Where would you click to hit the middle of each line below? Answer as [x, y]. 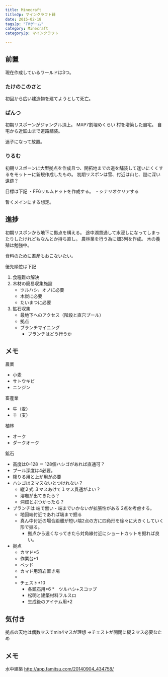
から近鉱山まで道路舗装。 [36, 131]
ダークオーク [26, 443]
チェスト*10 [33, 583]
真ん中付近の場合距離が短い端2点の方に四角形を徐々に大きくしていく [92, 521]
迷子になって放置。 [25, 142]
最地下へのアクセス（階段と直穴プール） [62, 315]
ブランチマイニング [40, 327]
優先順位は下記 [21, 266]
